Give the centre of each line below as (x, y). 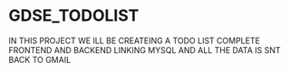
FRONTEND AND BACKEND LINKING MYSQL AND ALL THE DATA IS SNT (145, 49)
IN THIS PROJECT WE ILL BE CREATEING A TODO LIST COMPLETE (134, 40)
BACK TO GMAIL (40, 59)
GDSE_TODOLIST (74, 16)
